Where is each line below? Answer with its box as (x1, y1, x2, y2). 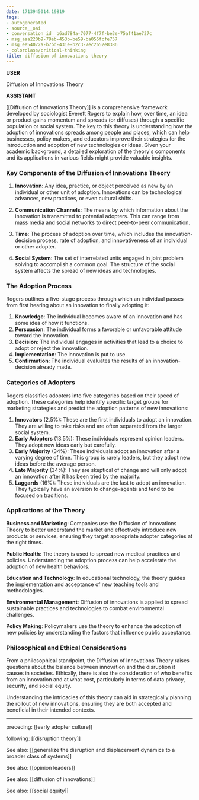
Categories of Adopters (6, 378, 75, 387)
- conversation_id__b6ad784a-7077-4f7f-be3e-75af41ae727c (6, 31, 152, 37)
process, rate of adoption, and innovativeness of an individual (37, 237, 188, 244)
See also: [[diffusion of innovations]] (6, 776, 95, 783)
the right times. (6, 538, 43, 546)
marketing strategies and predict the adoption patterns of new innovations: (6, 404, 189, 412)
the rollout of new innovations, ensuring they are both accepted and (6, 700, 172, 707)
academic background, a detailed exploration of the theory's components (6, 148, 186, 155)
